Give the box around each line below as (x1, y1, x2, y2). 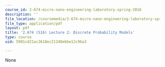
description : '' (5, 12, 38, 17)
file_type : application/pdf (5, 21, 63, 26)
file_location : (5, 16, 36, 21)
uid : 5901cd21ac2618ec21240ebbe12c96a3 (5, 39, 87, 44)
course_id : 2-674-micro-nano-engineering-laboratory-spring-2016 (5, 7, 141, 12)
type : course (5, 35, 32, 40)
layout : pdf (5, 26, 29, 31)
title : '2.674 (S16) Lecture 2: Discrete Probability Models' (5, 30, 135, 35)
